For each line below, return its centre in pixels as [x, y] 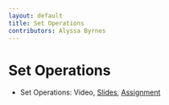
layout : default [35, 16]
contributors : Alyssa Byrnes [57, 30]
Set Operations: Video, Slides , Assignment [90, 92]
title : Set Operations [46, 23]
